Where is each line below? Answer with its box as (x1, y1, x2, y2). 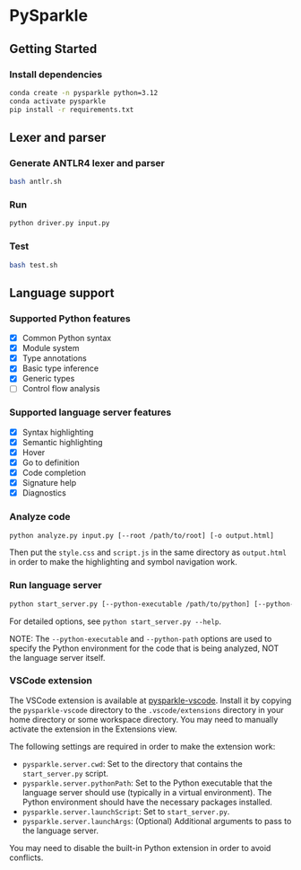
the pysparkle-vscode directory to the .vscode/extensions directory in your (9, 704, 284, 715)
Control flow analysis (21, 383, 100, 394)
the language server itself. (9, 652, 106, 663)
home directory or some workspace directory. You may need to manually (9, 714, 279, 725)
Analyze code (9, 511, 71, 523)
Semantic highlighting (21, 436, 103, 447)
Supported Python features (9, 312, 132, 324)
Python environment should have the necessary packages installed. (21, 796, 273, 807)
